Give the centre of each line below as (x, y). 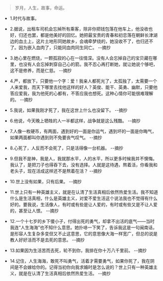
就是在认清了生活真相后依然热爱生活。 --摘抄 (65, 273)
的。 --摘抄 (21, 100)
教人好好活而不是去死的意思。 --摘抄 (47, 240)
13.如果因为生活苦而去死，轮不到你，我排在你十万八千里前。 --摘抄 (78, 250)
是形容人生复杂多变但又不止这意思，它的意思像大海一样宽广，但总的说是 (83, 234)
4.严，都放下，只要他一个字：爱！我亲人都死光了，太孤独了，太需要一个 (83, 81)
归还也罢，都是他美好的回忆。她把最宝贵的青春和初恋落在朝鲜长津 (86, 35)
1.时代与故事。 (25, 18)
